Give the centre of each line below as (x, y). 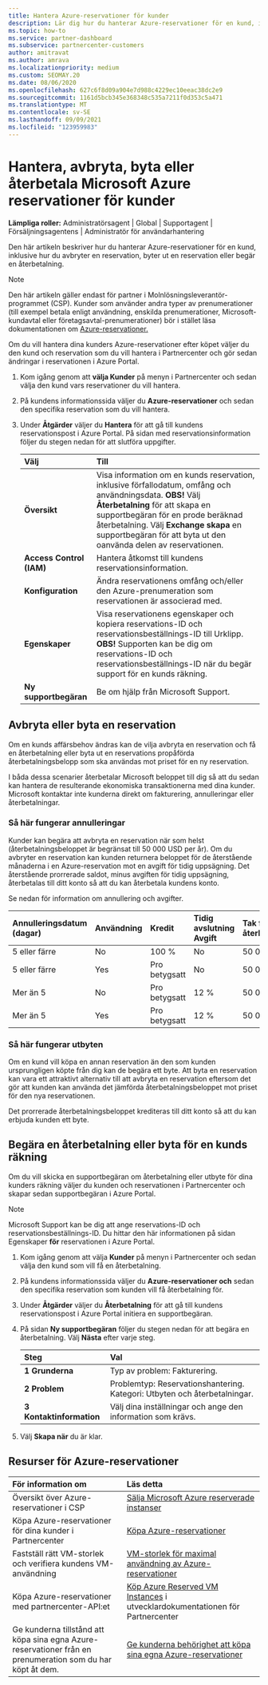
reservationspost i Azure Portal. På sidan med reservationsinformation (135, 433)
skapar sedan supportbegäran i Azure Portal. (82, 1193)
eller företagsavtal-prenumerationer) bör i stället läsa (129, 320)
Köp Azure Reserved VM (172, 1586)
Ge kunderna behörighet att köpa (189, 1644)
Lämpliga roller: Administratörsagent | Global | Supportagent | (110, 223)
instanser (144, 1508)
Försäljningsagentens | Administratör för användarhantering (106, 231)
